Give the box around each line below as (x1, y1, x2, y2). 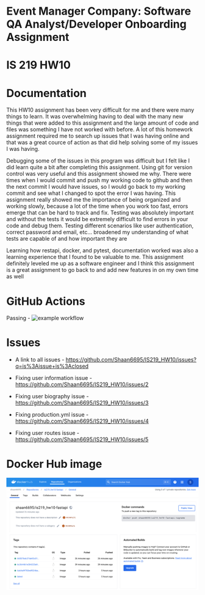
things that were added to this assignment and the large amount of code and (6, 119, 199, 126)
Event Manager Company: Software (6, 4, 191, 18)
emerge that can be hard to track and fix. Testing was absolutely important (6, 209, 194, 216)
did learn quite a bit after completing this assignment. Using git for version (6, 164, 193, 171)
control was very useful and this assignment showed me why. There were (6, 170, 192, 178)
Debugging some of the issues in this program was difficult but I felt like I (6, 157, 190, 164)
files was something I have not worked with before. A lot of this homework (6, 126, 193, 133)
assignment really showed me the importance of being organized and (6, 196, 181, 203)
